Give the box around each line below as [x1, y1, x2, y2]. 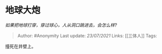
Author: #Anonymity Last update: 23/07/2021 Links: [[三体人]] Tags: [17, 32, 157, 38]
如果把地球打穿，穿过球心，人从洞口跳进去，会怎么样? [5, 22, 117, 28]
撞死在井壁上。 [5, 43, 36, 49]
